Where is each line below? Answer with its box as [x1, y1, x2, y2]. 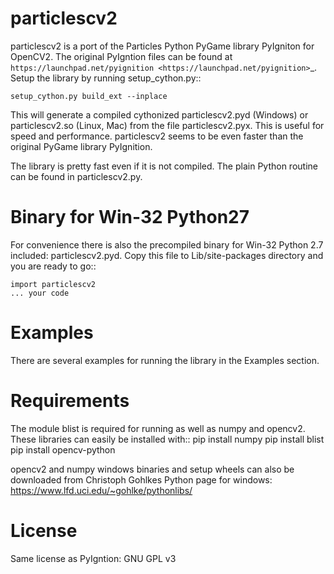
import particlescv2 [10, 279, 97, 289]
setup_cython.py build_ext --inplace [10, 91, 168, 101]
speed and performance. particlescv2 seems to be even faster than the [10, 130, 304, 142]
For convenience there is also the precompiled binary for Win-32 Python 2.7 [10, 238, 324, 251]
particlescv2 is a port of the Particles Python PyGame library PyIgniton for [10, 40, 315, 52]
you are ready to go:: [10, 260, 97, 272]
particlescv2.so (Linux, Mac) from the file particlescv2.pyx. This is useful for [10, 119, 325, 131]
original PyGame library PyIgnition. [10, 140, 153, 152]
